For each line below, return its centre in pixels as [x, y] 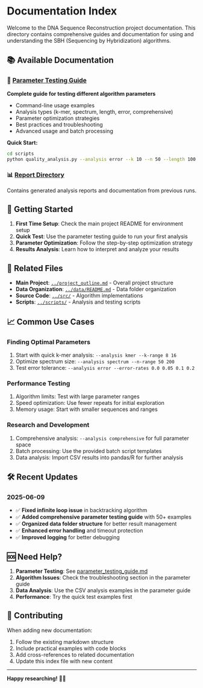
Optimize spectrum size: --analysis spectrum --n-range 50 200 [95, 361]
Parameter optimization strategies [58, 118]
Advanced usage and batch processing [64, 131]
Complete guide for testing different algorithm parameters [81, 93]
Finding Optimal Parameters [49, 342]
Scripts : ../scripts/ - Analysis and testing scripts [78, 302]
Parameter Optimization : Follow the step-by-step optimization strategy [104, 243]
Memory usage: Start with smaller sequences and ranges [87, 409]
